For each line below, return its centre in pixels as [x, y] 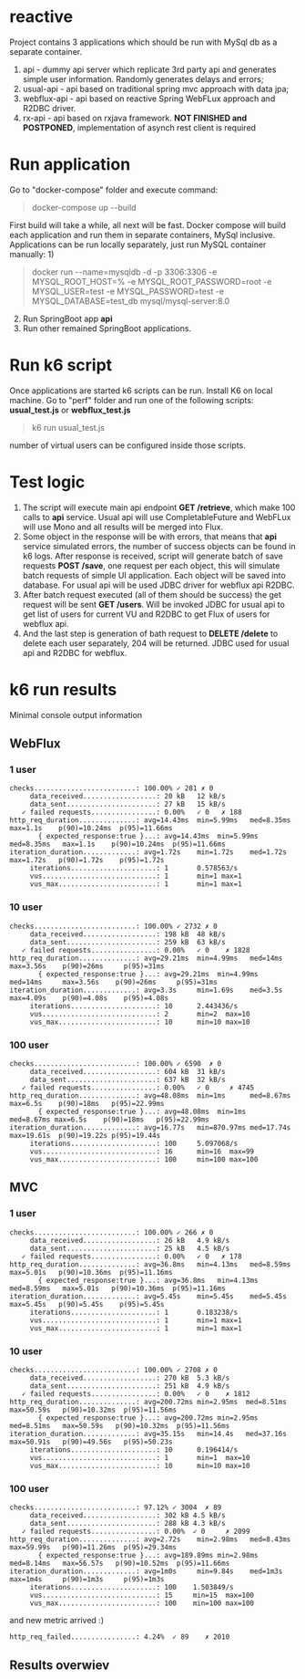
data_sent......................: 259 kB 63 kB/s [127, 942]
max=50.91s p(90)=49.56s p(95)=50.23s [91, 1442]
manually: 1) [32, 254]
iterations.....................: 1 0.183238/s [134, 1312]
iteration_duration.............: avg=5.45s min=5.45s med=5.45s [148, 1296]
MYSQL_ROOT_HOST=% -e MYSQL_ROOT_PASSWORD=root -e [152, 281]
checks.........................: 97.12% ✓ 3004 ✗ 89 [116, 1507]
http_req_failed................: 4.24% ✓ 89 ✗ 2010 [120, 1637]
